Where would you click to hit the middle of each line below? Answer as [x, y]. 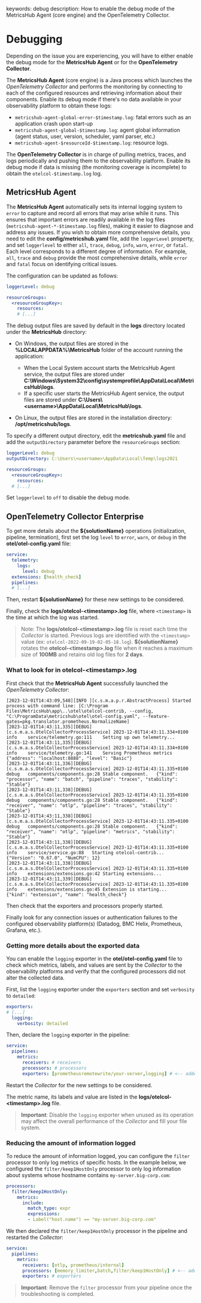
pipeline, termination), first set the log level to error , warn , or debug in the [96, 537]
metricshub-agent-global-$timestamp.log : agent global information [98, 130]
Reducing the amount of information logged [71, 1143]
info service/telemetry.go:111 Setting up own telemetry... [91, 737]
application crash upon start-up [54, 123]
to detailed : [21, 996]
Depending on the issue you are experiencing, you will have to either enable [100, 56]
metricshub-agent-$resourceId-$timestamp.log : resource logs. [92, 143]
